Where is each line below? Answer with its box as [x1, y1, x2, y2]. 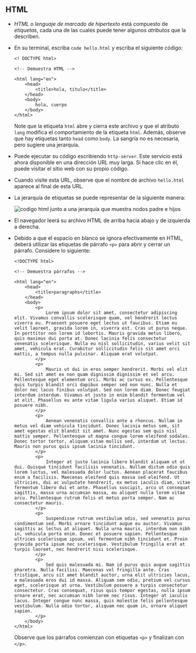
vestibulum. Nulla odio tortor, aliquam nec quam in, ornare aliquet [13, 602, 188, 609]
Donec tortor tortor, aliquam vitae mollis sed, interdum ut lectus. [13, 438, 188, 444]
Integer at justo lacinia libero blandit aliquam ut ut [45, 458, 185, 465]
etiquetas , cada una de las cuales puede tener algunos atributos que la [13, 26, 186, 34]
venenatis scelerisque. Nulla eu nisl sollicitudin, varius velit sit [13, 340, 191, 346]
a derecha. [13, 223, 40, 230]
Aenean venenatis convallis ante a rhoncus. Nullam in [45, 417, 183, 424]
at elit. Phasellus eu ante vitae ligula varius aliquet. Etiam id [13, 397, 183, 403]
